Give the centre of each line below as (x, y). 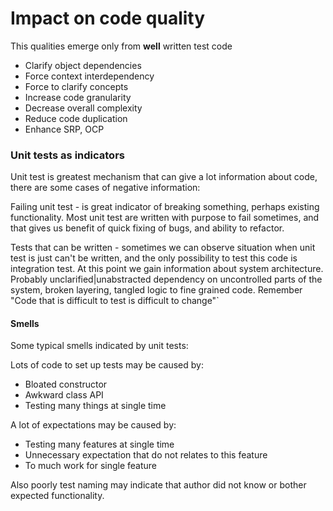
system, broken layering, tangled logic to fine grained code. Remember (156, 290)
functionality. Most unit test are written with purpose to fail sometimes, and (165, 218)
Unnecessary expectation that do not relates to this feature (146, 455)
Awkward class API (64, 395)
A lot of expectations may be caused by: (93, 425)
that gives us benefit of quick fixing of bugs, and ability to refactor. (147, 228)
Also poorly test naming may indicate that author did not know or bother (158, 485)
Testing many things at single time (95, 406)
